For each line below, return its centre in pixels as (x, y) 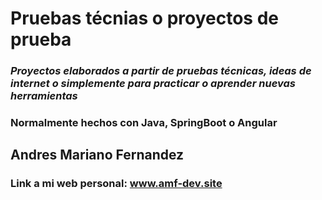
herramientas (44, 96)
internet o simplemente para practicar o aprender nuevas (153, 84)
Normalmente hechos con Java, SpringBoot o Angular (144, 123)
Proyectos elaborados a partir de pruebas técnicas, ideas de (161, 71)
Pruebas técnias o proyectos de (145, 18)
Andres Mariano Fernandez (97, 155)
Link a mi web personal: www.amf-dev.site (116, 184)
